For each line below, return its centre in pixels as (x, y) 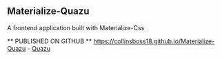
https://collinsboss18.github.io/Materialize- (154, 41)
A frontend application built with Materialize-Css (76, 27)
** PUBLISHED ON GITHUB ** (50, 41)
